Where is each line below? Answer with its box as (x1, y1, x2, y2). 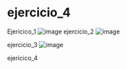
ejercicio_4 (7, 5, 71, 20)
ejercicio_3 (7, 40, 38, 49)
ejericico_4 (7, 53, 38, 62)
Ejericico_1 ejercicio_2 (7, 27, 95, 36)
